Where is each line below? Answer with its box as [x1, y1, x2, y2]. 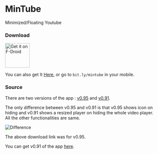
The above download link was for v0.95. [5, 133, 86, 140]
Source [5, 84, 23, 91]
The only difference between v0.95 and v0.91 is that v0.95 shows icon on [5, 104, 153, 110]
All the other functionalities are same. [5, 115, 81, 121]
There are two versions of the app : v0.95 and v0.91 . [5, 95, 111, 101]
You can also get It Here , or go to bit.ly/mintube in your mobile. [5, 72, 135, 78]
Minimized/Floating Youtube [5, 20, 62, 25]
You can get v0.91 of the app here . [5, 143, 75, 149]
